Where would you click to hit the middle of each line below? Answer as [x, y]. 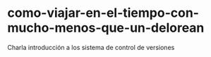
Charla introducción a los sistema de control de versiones [91, 47]
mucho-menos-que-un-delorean [106, 28]
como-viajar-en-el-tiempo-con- [103, 13]
